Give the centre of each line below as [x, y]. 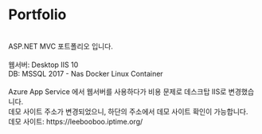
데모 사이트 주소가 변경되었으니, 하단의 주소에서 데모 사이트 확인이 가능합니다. [128, 111]
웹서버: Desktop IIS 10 [43, 65]
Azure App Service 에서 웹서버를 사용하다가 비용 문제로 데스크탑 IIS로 [117, 91]
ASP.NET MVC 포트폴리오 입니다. [61, 46]
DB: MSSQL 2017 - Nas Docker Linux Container [86, 73]
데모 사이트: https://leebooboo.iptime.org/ [76, 121]
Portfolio [37, 15]
